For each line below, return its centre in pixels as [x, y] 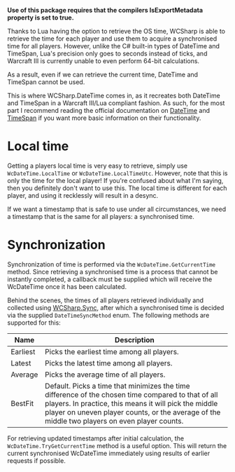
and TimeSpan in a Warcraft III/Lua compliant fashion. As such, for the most [116, 103]
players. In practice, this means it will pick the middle [131, 403]
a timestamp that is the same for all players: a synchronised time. [101, 216]
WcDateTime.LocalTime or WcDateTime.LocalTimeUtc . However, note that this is [117, 173]
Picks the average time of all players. [105, 375]
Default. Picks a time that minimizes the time [117, 386]
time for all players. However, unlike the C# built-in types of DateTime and [114, 46]
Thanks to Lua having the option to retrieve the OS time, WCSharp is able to [116, 31]
